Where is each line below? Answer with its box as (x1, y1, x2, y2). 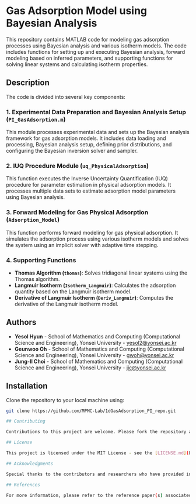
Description (6, 78, 50, 88)
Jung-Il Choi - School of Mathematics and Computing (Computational (14, 358, 183, 365)
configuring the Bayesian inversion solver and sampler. (6, 148, 138, 155)
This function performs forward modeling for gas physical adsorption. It (6, 229, 178, 236)
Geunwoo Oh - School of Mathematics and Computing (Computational (14, 345, 185, 352)
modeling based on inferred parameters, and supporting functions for (6, 54, 173, 61)
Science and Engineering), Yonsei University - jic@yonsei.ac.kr (14, 364, 166, 371)
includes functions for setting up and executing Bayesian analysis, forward (6, 48, 185, 55)
